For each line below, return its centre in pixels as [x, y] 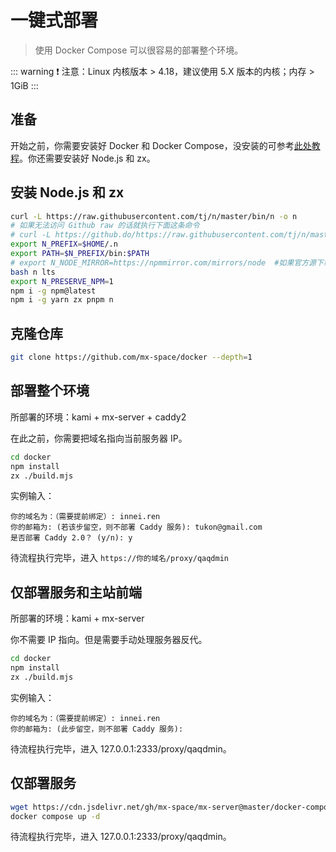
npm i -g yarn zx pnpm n [62, 300]
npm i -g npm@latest [53, 291]
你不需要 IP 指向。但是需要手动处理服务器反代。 [109, 640]
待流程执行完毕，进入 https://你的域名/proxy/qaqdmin [119, 558]
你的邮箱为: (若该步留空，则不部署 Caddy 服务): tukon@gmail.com [136, 527]
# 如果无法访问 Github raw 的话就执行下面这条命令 [105, 226]
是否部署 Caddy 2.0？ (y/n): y [71, 538]
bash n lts [33, 272]
